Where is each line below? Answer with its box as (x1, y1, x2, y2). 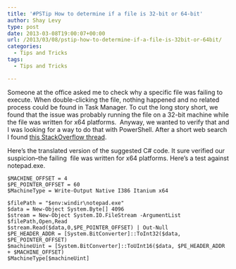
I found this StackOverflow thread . (7, 133, 107, 141)
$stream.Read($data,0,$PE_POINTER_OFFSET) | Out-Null (7, 224, 169, 231)
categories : (7, 43, 42, 50)
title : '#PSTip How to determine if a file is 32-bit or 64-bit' (7, 10, 203, 18)
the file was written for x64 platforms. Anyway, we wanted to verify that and (7, 117, 230, 126)
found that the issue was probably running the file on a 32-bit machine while (7, 110, 229, 119)
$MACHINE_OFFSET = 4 (7, 175, 68, 182)
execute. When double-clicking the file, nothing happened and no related (7, 96, 220, 104)
